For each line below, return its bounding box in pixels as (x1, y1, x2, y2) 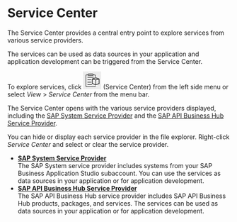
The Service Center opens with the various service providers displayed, (7, 104, 216, 112)
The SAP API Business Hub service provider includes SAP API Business (17, 192, 226, 200)
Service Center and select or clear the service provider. (7, 140, 169, 148)
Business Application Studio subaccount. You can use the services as (17, 169, 221, 177)
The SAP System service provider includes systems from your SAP (17, 161, 213, 170)
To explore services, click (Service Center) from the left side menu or (7, 82, 229, 91)
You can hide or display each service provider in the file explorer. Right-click (7, 133, 230, 141)
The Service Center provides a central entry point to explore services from (7, 28, 225, 37)
